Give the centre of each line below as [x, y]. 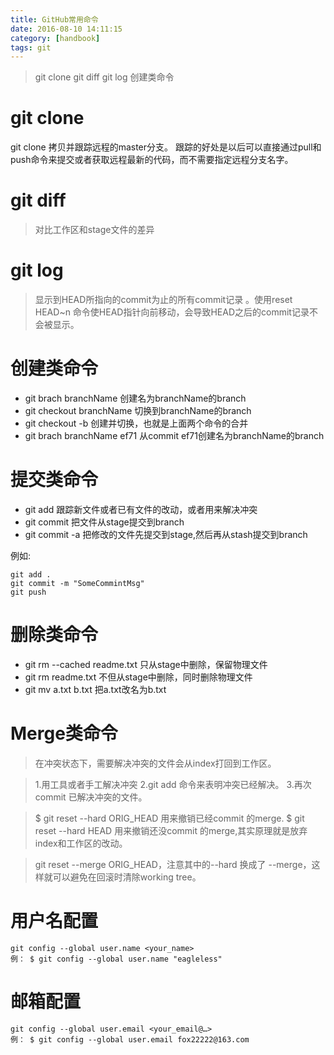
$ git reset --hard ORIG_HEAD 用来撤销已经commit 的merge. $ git [169, 818]
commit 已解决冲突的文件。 [91, 797]
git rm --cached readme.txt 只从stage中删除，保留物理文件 [146, 664]
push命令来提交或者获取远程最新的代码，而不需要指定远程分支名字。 [152, 160]
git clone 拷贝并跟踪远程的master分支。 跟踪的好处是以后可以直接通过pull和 [166, 147]
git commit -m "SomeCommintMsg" [77, 583]
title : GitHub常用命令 [54, 19]
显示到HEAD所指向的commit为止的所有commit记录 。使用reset [163, 300]
